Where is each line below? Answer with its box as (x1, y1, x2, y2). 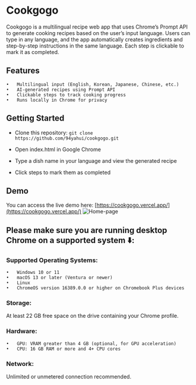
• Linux (6, 280, 31, 286)
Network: (6, 359, 34, 368)
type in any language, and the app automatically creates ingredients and (6, 36, 183, 43)
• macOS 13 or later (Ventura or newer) (6, 274, 113, 281)
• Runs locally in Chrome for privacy (6, 97, 108, 103)
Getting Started (6, 113, 65, 124)
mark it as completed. (6, 48, 59, 55)
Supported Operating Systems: (6, 256, 98, 264)
